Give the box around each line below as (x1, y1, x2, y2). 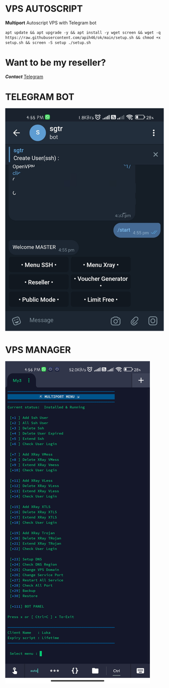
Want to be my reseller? (5, 57, 107, 69)
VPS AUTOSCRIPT (5, 3, 83, 15)
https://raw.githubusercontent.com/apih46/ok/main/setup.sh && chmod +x (5, 35, 161, 40)
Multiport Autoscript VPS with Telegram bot (5, 20, 97, 26)
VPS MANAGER (5, 344, 71, 355)
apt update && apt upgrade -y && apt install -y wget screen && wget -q (5, 30, 161, 35)
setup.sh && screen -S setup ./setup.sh (5, 40, 92, 45)
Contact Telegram (5, 74, 44, 80)
